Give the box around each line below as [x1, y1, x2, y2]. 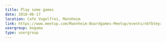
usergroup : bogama [5, 26, 43, 31]
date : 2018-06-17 [5, 12, 41, 17]
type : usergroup [5, 30, 39, 35]
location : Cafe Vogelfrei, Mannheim [5, 16, 81, 21]
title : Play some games [5, 7, 54, 12]
